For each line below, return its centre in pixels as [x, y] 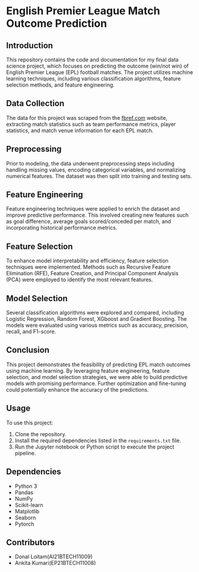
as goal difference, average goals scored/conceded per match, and [89, 221]
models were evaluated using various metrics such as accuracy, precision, [97, 325]
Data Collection [35, 104]
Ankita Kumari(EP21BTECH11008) [55, 563]
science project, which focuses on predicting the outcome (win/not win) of [97, 66]
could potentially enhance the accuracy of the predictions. [78, 389]
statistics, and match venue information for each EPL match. [80, 130]
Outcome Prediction [57, 23]
